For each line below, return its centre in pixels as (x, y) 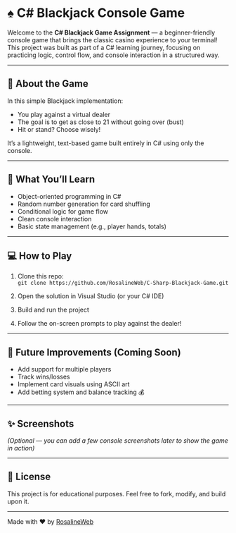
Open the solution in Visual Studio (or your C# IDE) (91, 296)
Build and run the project (53, 310)
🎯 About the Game (48, 84)
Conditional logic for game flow (63, 211)
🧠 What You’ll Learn (51, 179)
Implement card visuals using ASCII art (73, 384)
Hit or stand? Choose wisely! (59, 129)
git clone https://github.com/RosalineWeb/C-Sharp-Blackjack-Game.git (123, 283)
